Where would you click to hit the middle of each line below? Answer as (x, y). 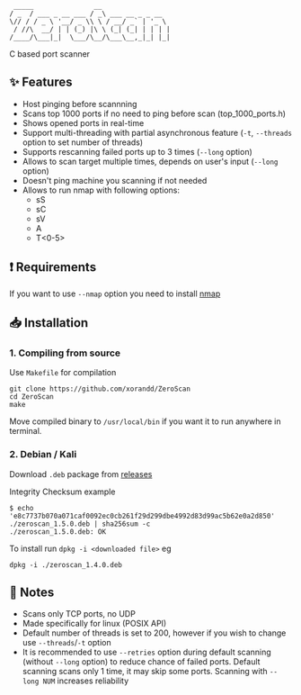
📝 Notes (32, 592)
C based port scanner (50, 54)
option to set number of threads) (83, 142)
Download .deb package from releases (81, 474)
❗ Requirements (53, 267)
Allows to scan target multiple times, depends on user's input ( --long (150, 161)
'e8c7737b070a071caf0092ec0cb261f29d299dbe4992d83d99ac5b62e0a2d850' (142, 516)
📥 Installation (49, 323)
